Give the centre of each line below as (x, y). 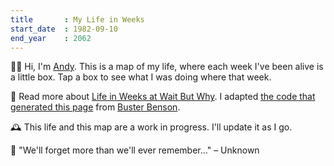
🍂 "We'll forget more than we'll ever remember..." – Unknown (135, 150)
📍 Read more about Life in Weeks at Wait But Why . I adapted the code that (163, 97)
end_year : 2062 (51, 38)
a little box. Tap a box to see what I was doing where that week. (141, 77)
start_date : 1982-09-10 (64, 29)
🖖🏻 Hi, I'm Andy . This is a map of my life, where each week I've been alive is (167, 67)
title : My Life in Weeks (77, 19)
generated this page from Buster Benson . (95, 107)
